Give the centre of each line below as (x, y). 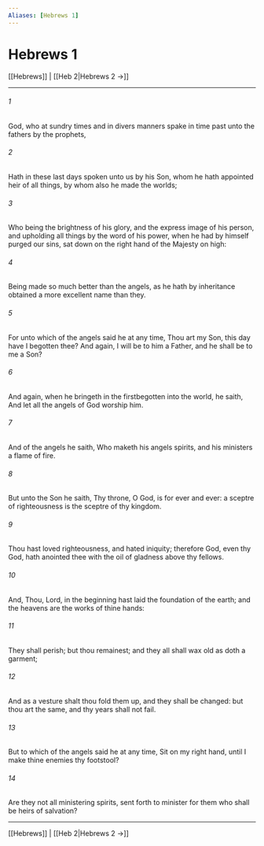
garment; (23, 659)
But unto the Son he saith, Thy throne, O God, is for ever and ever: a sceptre (131, 498)
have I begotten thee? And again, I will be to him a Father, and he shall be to (130, 345)
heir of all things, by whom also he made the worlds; (93, 185)
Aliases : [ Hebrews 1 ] (44, 15)
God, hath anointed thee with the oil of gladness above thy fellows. (116, 557)
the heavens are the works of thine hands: (77, 608)
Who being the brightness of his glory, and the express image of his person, (131, 227)
